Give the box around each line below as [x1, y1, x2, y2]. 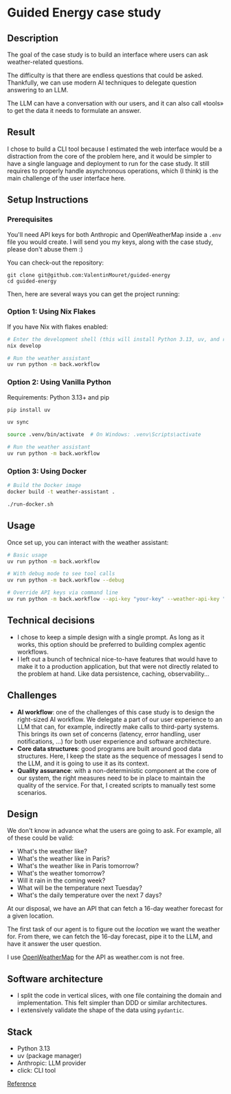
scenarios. [16, 788, 47, 796]
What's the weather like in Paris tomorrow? [16, 862, 139, 870]
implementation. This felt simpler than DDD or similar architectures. [16, 999, 208, 1007]
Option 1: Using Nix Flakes [7, 307, 96, 316]
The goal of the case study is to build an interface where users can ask [7, 50, 208, 59]
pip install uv [7, 406, 51, 413]
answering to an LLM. [7, 86, 69, 94]
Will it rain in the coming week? [16, 876, 106, 885]
